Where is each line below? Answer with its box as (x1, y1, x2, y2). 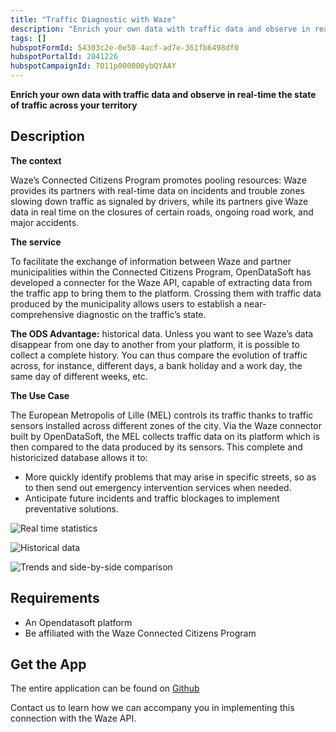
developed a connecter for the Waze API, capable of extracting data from (10, 276, 313, 288)
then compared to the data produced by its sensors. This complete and (10, 441, 303, 453)
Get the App (10, 656, 87, 673)
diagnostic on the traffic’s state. (76, 308, 207, 320)
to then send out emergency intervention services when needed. (24, 481, 292, 493)
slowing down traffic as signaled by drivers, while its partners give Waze (10, 195, 309, 207)
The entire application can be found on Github (10, 682, 200, 695)
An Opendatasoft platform (24, 616, 133, 628)
